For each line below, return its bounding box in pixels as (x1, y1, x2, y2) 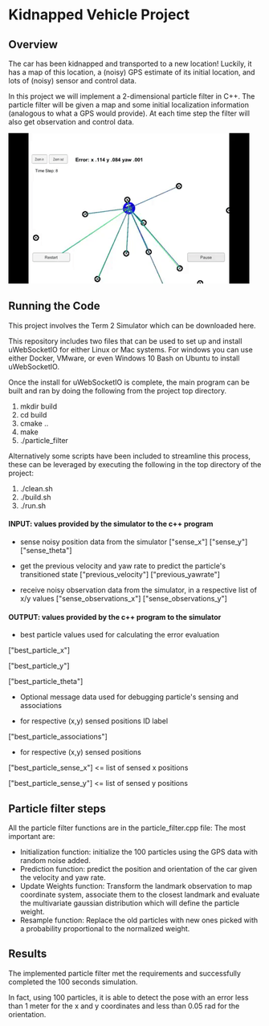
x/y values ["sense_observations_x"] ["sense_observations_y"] (19, 594, 227, 604)
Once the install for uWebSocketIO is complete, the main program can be (8, 377, 251, 387)
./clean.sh (19, 483, 54, 493)
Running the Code (8, 299, 100, 313)
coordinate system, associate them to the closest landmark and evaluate (19, 890, 260, 900)
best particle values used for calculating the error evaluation (19, 630, 220, 640)
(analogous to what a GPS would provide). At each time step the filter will (8, 108, 251, 118)
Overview (8, 38, 59, 51)
